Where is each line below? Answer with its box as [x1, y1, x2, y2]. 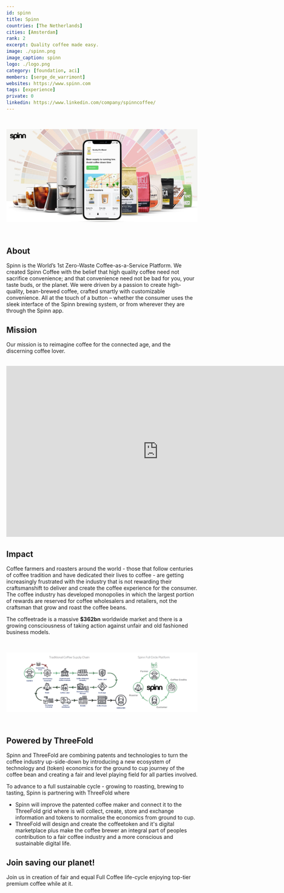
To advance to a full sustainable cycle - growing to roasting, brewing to [6, 783, 184, 790]
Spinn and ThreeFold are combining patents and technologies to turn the [6, 751, 188, 759]
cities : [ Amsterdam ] [6, 29, 59, 35]
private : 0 [6, 93, 34, 100]
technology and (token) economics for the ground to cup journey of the [6, 765, 185, 772]
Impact [6, 549, 33, 559]
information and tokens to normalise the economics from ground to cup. [15, 814, 195, 821]
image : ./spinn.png [6, 49, 56, 55]
